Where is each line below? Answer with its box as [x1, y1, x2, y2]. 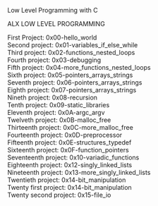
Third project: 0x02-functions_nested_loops [7, 49, 135, 56]
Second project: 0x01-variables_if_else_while [7, 41, 138, 49]
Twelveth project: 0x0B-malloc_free [7, 116, 111, 124]
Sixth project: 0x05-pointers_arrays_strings [7, 71, 133, 79]
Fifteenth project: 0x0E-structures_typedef [7, 138, 132, 147]
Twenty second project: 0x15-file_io [7, 190, 111, 199]
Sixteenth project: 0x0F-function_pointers [7, 146, 129, 154]
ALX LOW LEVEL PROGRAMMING [7, 20, 106, 28]
